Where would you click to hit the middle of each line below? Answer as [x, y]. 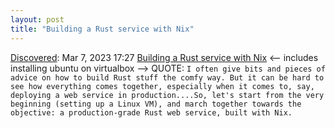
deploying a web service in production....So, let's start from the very [167, 95]
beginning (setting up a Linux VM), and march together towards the [156, 104]
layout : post [37, 19]
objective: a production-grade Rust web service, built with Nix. [151, 112]
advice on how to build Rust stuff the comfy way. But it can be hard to [167, 77]
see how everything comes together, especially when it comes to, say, [162, 86]
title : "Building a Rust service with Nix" [102, 29]
